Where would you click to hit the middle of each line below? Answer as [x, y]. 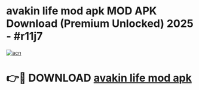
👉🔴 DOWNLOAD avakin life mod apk [99, 78]
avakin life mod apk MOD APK [82, 11]
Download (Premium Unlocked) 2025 [100, 24]
